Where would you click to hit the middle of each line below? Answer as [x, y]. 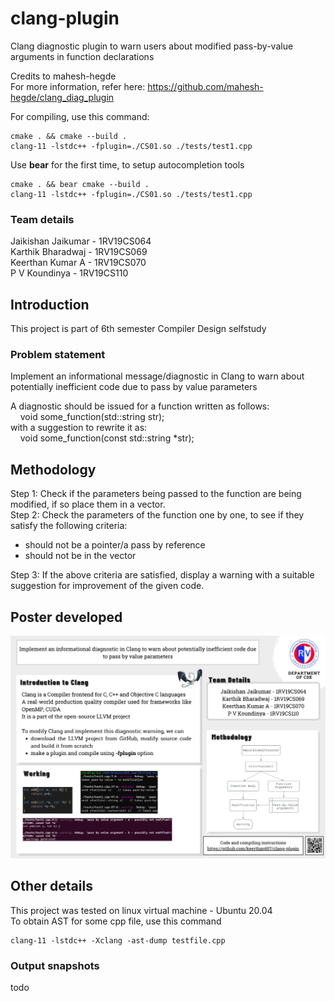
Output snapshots [55, 965]
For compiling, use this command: [80, 116]
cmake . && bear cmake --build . [80, 184]
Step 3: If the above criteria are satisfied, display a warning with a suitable [162, 575]
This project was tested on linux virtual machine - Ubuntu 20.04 [141, 910]
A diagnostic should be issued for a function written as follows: [140, 406]
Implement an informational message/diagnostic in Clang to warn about [157, 376]
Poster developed [66, 617]
